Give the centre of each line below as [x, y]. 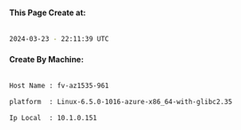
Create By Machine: [47, 59]
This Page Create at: [48, 12]
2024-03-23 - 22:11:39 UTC [59, 39]
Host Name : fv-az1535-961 [59, 86]
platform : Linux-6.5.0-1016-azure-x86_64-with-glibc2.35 [121, 102]
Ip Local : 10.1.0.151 [53, 118]
